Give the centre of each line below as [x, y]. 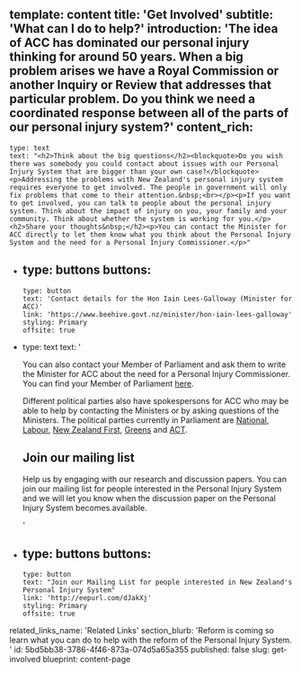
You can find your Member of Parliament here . [108, 383]
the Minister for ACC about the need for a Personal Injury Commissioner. [156, 373]
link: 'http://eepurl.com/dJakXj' [87, 598]
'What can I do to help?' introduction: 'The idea [144, 29]
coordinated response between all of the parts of [149, 113]
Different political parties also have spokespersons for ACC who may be [155, 400]
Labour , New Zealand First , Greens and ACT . [105, 429]
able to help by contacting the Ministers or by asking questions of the [150, 410]
